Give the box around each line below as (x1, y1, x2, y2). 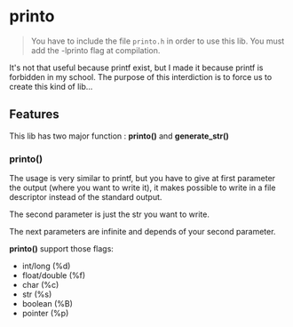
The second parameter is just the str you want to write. (9, 209, 210, 219)
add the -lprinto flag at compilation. (30, 44, 161, 55)
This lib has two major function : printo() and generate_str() (9, 131, 229, 141)
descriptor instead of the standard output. (9, 192, 162, 203)
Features (9, 107, 59, 122)
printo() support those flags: (9, 243, 114, 254)
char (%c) (21, 280, 59, 291)
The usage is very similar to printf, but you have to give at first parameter (9, 173, 276, 184)
